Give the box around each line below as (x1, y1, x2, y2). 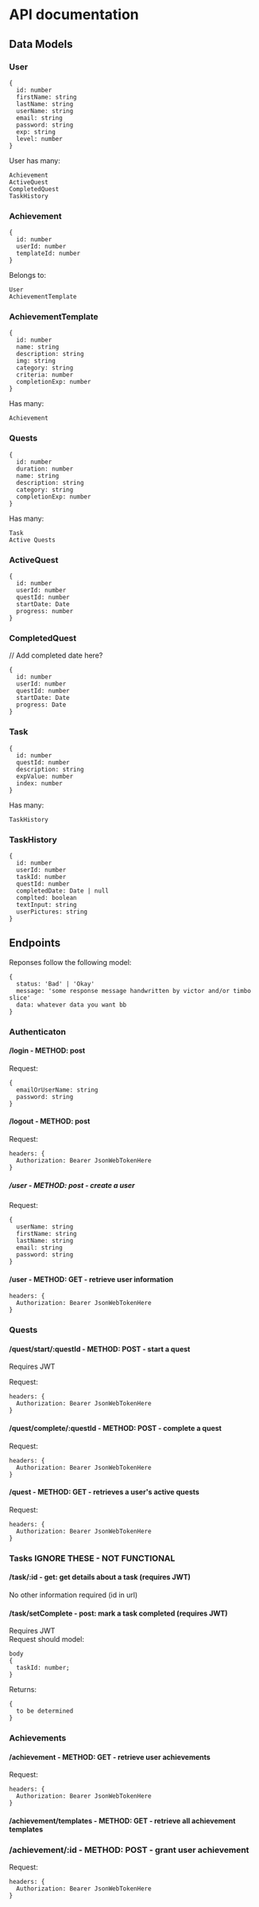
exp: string (16, 127, 56, 136)
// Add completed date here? (9, 651, 103, 660)
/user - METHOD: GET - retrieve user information (9, 1274, 174, 1284)
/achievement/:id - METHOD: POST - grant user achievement (9, 1844, 249, 1855)
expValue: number (16, 772, 74, 780)
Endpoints (9, 936, 61, 950)
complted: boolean (16, 893, 78, 901)
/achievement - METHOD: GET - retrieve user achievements (9, 1752, 211, 1761)
